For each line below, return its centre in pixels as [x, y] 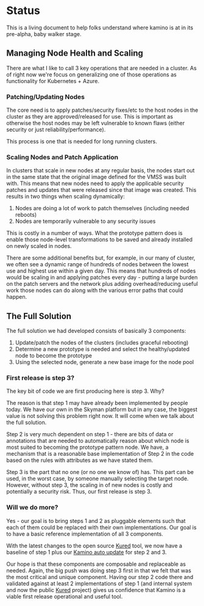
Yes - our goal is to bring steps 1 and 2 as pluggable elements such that [96, 520]
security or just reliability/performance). [56, 130]
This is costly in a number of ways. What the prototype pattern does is [94, 233]
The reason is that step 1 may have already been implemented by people [97, 403]
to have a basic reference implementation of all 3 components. [85, 534]
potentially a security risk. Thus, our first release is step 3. [79, 492]
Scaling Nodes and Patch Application [62, 157]
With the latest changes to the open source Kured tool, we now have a [94, 546]
